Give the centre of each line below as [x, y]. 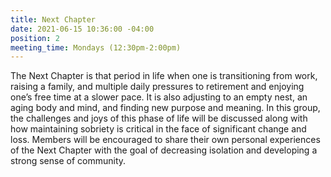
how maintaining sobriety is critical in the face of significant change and [158, 129]
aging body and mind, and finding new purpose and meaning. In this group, [165, 108]
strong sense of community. [68, 161]
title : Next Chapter [53, 19]
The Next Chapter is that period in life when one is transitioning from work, [164, 76]
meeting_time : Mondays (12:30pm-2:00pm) [96, 47]
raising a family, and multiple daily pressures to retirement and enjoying [157, 87]
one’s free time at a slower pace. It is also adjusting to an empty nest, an [159, 97]
